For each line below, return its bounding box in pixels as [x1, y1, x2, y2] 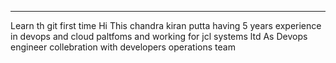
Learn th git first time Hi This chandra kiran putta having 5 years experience [10, 20, 322, 31]
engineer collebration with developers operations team [10, 41, 236, 53]
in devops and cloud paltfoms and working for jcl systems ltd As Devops [10, 31, 308, 42]
